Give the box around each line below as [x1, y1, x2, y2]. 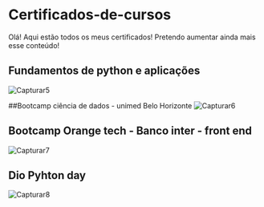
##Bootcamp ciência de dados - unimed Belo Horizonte [8, 100, 193, 110]
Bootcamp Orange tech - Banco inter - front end [8, 124, 253, 138]
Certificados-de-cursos [8, 6, 172, 24]
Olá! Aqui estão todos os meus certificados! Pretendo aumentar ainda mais [8, 32, 256, 42]
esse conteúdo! [8, 40, 60, 50]
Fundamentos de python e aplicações [8, 64, 201, 78]
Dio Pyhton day [8, 168, 87, 182]
